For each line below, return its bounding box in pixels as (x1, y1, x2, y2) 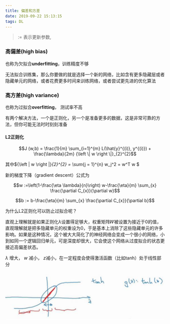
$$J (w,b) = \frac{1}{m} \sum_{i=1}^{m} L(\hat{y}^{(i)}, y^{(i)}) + (18, 145, 152, 152)
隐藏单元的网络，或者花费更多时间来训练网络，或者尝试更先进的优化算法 (5, 78, 156, 84)
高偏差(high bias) (5, 48, 48, 55)
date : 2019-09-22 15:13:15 (5, 13, 62, 19)
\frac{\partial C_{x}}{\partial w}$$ (50, 188, 120, 194)
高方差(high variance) (5, 91, 59, 99)
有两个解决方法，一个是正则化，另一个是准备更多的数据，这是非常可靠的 (5, 115, 156, 121)
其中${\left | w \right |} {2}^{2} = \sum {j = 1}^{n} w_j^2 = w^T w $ (5, 161, 140, 168)
